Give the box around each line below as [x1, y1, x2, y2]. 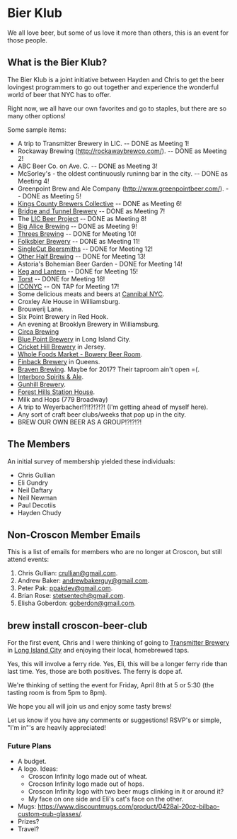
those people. [7, 35, 48, 44]
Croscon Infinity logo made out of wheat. [28, 772, 148, 781]
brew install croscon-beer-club [7, 619, 148, 631]
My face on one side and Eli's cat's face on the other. [28, 795, 184, 804]
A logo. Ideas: [17, 765, 59, 773]
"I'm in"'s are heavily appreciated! [7, 723, 106, 732]
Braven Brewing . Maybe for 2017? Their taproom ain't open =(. [17, 365, 200, 373]
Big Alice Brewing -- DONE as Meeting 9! [17, 222, 138, 230]
